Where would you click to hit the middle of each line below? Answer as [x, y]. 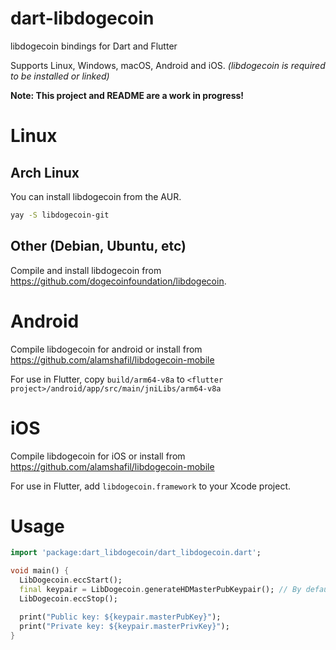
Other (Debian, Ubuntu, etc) [98, 246]
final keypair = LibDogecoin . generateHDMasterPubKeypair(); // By [160, 590]
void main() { [40, 571]
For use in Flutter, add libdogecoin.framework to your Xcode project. [151, 486]
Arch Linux [45, 172]
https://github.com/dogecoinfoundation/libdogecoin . [118, 281]
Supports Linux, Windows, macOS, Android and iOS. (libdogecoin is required [168, 65]
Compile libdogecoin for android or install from [106, 349]
